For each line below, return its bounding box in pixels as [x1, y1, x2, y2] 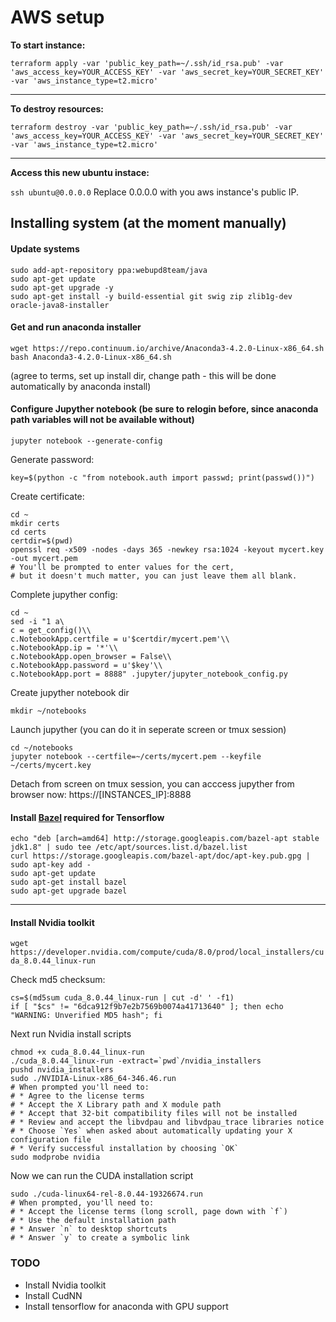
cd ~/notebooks [10, 742, 74, 753]
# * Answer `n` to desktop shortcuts [10, 1224, 168, 1235]
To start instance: [10, 39, 86, 51]
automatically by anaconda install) [10, 380, 152, 392]
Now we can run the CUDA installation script [10, 1170, 194, 1182]
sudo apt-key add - [10, 860, 92, 870]
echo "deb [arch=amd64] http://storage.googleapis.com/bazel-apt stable [10, 834, 320, 844]
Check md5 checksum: [10, 974, 106, 986]
